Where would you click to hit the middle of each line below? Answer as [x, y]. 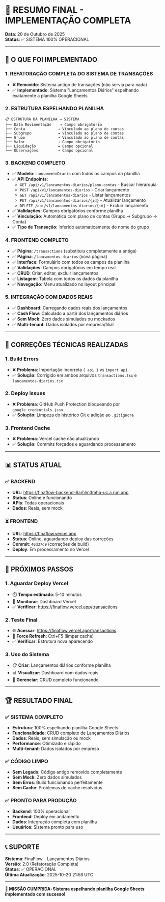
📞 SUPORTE [22, 847]
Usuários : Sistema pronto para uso [48, 827]
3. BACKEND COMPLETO [35, 163]
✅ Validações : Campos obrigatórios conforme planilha [68, 211]
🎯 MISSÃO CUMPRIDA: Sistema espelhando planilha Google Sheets [75, 889]
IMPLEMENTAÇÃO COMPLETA [68, 20]
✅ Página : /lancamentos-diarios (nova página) [60, 256]
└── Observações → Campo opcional [49, 150]
